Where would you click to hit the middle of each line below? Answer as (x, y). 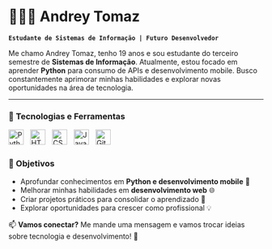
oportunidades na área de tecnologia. (71, 88)
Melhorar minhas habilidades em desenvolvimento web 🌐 (117, 190)
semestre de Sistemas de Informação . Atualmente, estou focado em (123, 62)
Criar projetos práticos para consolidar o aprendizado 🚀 (113, 199)
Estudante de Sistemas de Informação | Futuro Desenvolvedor (114, 38)
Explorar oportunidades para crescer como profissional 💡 (116, 208)
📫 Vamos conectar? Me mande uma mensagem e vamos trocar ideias (127, 224)
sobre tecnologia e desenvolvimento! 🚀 (74, 236)
